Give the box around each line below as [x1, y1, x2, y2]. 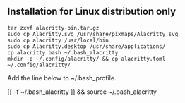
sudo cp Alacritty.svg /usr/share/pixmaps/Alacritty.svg [7, 30, 179, 37]
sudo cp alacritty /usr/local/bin [7, 37, 109, 44]
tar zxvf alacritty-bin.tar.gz [7, 24, 100, 31]
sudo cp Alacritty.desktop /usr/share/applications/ [7, 42, 166, 50]
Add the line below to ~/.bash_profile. [7, 73, 117, 82]
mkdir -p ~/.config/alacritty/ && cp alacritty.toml [7, 55, 166, 62]
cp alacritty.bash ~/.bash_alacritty [7, 49, 119, 56]
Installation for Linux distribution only [7, 6, 177, 18]
